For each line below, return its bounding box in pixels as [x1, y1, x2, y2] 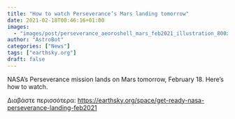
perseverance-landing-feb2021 [7, 103, 97, 112]
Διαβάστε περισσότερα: [7, 96, 76, 104]
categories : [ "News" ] [7, 43, 71, 50]
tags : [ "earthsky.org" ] [7, 50, 77, 57]
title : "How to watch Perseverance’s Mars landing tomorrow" [7, 10, 190, 17]
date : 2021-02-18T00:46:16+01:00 [7, 17, 105, 24]
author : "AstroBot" [7, 36, 64, 43]
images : [7, 23, 30, 30]
